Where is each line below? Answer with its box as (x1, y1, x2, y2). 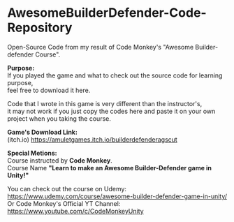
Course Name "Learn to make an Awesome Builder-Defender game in (7, 163, 212, 172)
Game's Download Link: (7, 128, 78, 136)
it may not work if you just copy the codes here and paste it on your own (7, 107, 216, 115)
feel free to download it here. (7, 86, 91, 94)
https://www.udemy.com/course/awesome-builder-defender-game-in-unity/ (7, 192, 228, 200)
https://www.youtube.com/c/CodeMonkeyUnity (7, 207, 145, 215)
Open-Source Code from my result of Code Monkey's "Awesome (7, 43, 194, 51)
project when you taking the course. (7, 114, 112, 123)
